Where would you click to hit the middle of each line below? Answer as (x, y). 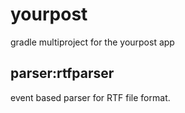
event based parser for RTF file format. (90, 97)
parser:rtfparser (62, 73)
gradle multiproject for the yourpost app (92, 42)
